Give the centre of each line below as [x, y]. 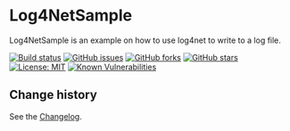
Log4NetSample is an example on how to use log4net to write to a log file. [145, 40]
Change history [54, 95]
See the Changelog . [46, 116]
